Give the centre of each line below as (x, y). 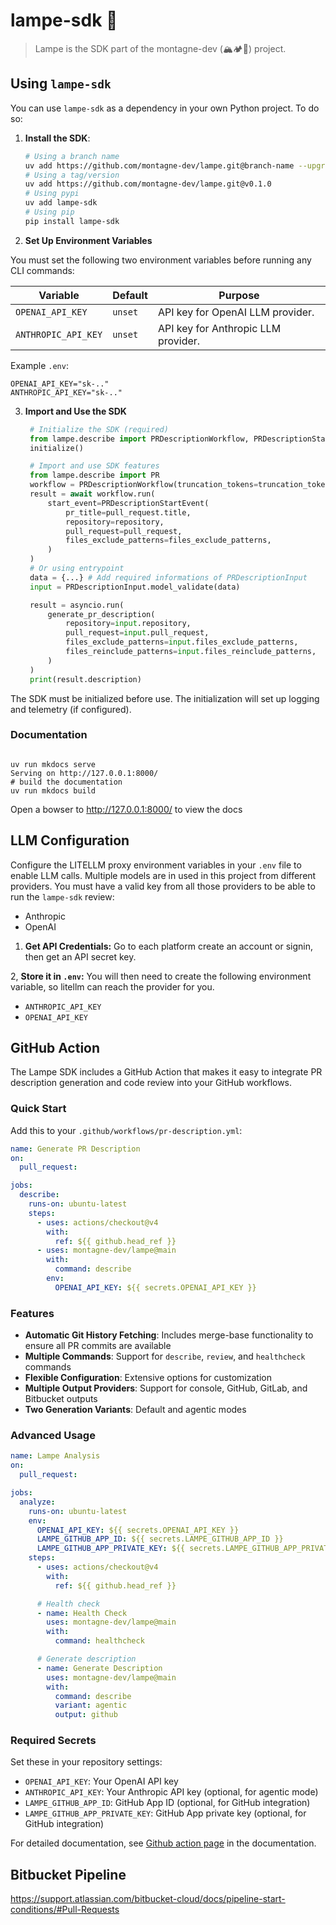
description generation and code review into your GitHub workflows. (151, 1083)
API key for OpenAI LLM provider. (236, 312)
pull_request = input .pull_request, (137, 633)
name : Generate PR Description (75, 1149)
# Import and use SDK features (94, 466)
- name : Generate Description (99, 1668)
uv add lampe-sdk (61, 203)
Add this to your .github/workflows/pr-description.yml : (126, 1130)
